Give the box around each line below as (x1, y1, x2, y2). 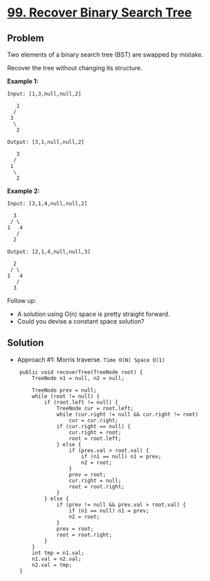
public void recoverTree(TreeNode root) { (19, 368, 143, 376)
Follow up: (7, 297, 36, 304)
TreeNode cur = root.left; (56, 405, 134, 412)
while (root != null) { (32, 392, 100, 400)
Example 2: (7, 187, 40, 195)
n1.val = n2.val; (32, 556, 81, 562)
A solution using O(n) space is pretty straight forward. (17, 310, 170, 318)
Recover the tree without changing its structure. (7, 64, 143, 72)
